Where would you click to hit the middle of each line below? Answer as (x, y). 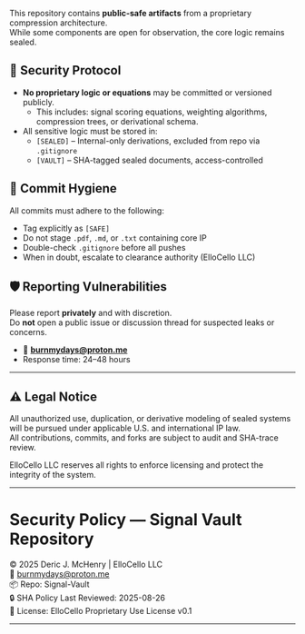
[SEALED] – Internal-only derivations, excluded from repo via (148, 141)
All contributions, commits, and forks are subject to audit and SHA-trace (144, 438)
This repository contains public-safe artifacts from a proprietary (131, 13)
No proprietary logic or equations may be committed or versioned (147, 92)
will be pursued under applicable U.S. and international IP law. (125, 428)
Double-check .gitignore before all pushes (104, 247)
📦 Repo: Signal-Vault (49, 584)
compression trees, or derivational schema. (117, 121)
